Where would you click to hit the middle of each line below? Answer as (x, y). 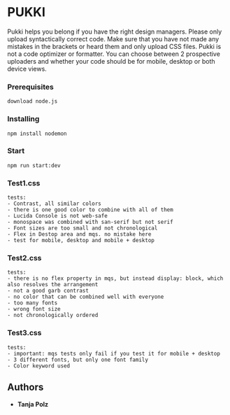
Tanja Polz (33, 404)
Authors (26, 387)
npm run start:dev (34, 165)
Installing (23, 119)
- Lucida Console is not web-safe (58, 216)
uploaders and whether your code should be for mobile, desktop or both (111, 61)
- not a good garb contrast (48, 291)
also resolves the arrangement (53, 285)
